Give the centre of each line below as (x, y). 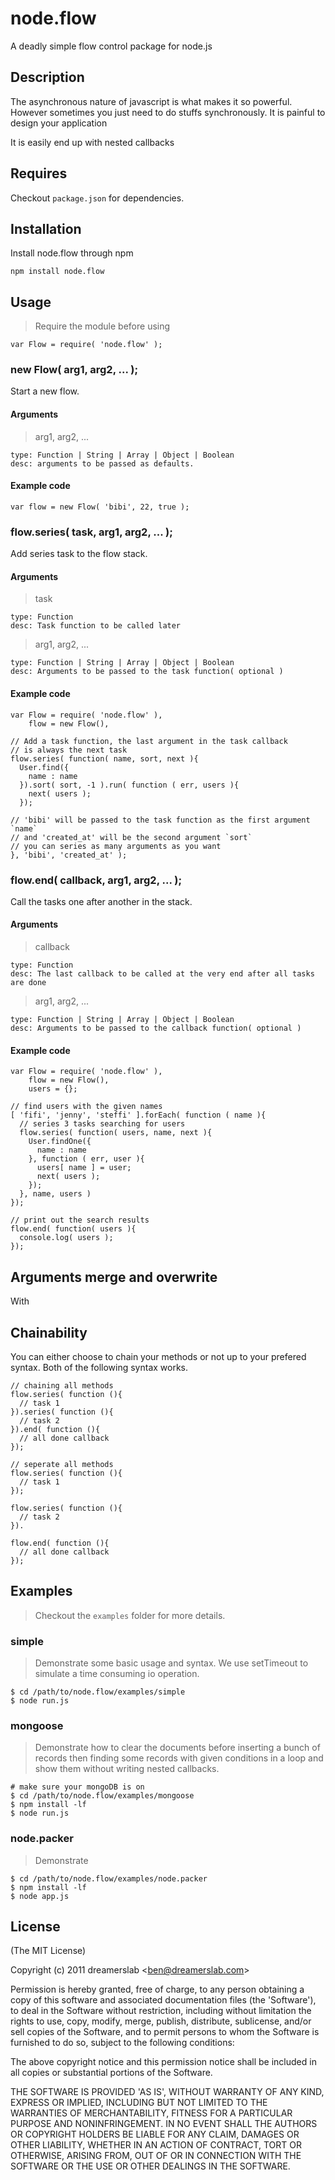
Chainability (49, 1332)
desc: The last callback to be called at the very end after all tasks (162, 974)
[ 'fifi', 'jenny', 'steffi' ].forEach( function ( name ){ (138, 1115)
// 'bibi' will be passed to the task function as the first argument (160, 820)
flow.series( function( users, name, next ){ (116, 1133)
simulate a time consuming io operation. (117, 1674)
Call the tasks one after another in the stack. (101, 901)
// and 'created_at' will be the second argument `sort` (131, 837)
